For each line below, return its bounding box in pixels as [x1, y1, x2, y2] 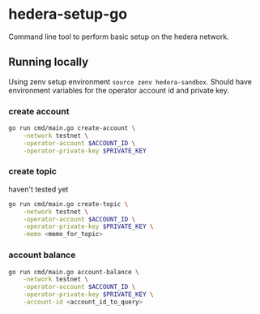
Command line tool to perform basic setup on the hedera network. [8, 32, 229, 41]
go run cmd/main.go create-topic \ [8, 200, 129, 208]
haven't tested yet [8, 184, 69, 194]
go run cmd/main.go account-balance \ [8, 268, 139, 276]
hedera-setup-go [8, 5, 128, 24]
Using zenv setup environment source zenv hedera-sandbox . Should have [8, 76, 253, 86]
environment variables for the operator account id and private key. [8, 85, 229, 95]
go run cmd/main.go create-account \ [8, 124, 136, 132]
